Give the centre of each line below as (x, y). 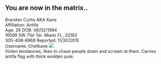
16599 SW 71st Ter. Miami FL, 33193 (41, 35)
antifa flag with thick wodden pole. (40, 56)
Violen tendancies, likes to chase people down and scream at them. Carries (81, 51)
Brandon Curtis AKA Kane (31, 19)
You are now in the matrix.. (46, 8)
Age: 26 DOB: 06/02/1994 (31, 30)
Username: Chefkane (26, 46)
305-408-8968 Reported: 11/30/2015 (42, 40)
